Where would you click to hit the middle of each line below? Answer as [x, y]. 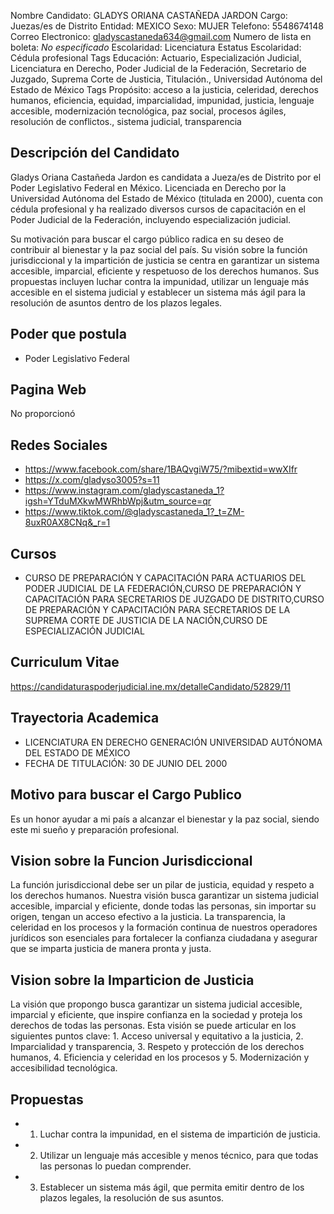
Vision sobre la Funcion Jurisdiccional [131, 860]
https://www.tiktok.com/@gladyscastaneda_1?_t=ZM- [134, 512]
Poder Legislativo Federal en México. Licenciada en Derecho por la [148, 187]
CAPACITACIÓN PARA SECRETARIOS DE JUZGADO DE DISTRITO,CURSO [174, 599]
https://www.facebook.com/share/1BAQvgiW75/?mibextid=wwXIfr [161, 469]
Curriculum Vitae [65, 662]
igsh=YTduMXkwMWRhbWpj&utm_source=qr [118, 501]
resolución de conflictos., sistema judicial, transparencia [126, 121]
